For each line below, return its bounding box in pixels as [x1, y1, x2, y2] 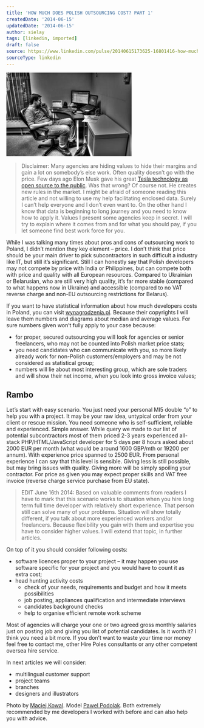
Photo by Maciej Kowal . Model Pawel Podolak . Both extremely [6, 701, 161, 709]
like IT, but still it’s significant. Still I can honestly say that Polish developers [6, 258, 194, 265]
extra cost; [15, 570, 42, 578]
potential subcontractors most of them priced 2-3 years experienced [6, 432, 178, 439]
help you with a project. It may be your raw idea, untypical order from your [6, 412, 192, 420]
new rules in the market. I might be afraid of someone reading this [21, 188, 186, 195]
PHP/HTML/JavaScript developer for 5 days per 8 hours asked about [21, 438, 194, 445]
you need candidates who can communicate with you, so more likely [15, 346, 187, 353]
